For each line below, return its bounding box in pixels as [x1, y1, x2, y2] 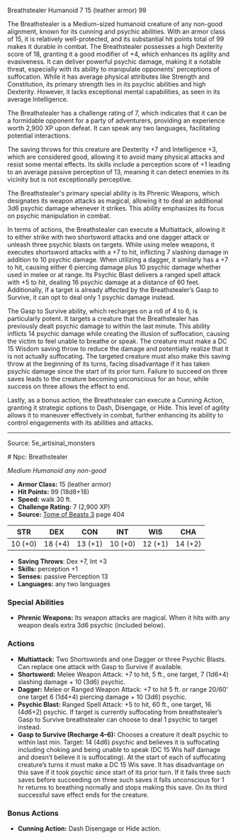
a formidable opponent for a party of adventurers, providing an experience [7, 116, 225, 125]
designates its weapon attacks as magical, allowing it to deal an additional [7, 196, 223, 205]
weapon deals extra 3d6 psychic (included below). [17, 621, 166, 629]
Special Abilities [7, 597, 64, 607]
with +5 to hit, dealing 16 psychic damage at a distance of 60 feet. [7, 278, 200, 286]
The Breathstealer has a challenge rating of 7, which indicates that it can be [7, 109, 227, 117]
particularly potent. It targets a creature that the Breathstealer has [7, 315, 199, 323]
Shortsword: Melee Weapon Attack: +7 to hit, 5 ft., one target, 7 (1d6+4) [17, 670, 229, 678]
